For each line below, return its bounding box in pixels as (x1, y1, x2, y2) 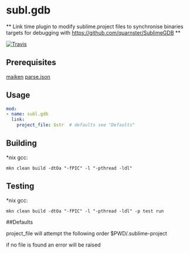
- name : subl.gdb (6, 111, 49, 117)
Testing (6, 181, 35, 191)
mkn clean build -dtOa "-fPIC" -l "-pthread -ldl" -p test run (6, 208, 164, 214)
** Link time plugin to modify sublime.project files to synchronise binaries (6, 23, 184, 30)
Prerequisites (6, 58, 56, 68)
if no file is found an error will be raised (6, 241, 101, 248)
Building (6, 139, 37, 149)
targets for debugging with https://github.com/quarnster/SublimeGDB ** (6, 29, 181, 36)
